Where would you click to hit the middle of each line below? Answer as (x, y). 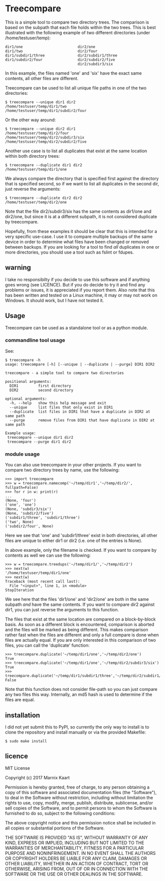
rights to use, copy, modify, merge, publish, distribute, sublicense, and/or (79, 803)
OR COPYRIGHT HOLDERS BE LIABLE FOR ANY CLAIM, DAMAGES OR (76, 858)
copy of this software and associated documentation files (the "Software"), (81, 792)
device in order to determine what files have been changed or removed (77, 242)
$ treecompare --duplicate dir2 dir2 (44, 198)
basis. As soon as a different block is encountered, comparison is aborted (80, 625)
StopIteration (20, 590)
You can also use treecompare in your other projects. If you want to (73, 465)
